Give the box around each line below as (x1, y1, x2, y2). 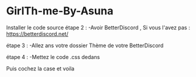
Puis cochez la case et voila (6, 64, 75, 72)
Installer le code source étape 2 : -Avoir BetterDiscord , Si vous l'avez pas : (6, 24, 190, 31)
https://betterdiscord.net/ (6, 30, 69, 37)
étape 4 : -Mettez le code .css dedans (6, 53, 100, 60)
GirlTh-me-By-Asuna (6, 4, 114, 18)
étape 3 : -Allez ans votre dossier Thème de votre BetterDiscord (6, 42, 164, 49)
